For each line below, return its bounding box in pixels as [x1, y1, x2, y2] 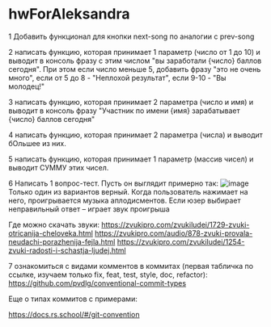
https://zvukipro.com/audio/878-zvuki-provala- [94, 228, 253, 238]
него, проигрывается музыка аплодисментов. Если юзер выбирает [8, 195, 241, 205]
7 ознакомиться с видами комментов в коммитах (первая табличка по [8, 261, 253, 270]
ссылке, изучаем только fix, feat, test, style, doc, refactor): [8, 270, 208, 279]
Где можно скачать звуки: [8, 220, 100, 229]
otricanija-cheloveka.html [8, 228, 93, 238]
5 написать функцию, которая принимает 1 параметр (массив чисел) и [8, 154, 254, 164]
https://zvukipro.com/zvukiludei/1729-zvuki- [100, 220, 250, 229]
